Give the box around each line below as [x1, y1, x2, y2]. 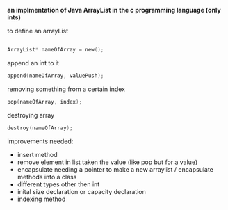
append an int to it [7, 58, 59, 67]
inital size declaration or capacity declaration [17, 187, 146, 195]
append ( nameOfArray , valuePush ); [7, 72, 104, 79]
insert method [17, 150, 58, 159]
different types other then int [17, 180, 100, 188]
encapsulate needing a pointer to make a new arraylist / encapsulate [17, 165, 214, 173]
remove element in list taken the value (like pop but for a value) [17, 158, 198, 166]
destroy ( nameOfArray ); [7, 124, 73, 131]
